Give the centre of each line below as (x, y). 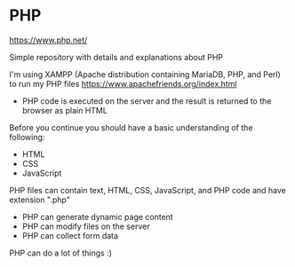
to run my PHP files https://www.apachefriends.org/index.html (123, 83)
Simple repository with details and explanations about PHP (116, 57)
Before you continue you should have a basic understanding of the (131, 127)
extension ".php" (40, 200)
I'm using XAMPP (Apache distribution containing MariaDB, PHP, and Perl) (145, 74)
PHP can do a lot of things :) (61, 253)
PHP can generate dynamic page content (97, 216)
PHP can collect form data (70, 235)
